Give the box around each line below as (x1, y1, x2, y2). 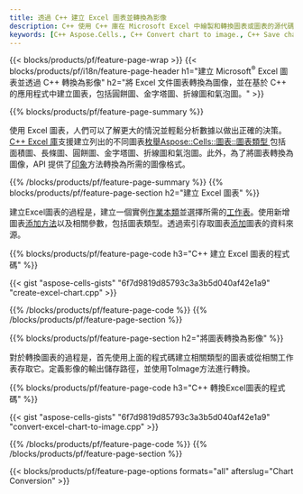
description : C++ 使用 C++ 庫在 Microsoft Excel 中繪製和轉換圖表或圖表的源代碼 (9, 22, 295, 31)
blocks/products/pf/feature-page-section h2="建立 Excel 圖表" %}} (9, 188, 260, 198)
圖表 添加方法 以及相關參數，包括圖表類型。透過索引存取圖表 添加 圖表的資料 (9, 218, 286, 229)
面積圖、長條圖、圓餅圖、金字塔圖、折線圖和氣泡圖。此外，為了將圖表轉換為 (9, 148, 294, 159)
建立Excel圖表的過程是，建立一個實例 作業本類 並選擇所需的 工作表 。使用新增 (9, 206, 290, 217)
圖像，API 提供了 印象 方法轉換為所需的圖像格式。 (9, 159, 191, 169)
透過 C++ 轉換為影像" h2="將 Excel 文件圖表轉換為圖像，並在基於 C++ (24, 78, 287, 88)
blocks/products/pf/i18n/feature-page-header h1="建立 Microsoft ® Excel (9, 64, 278, 77)
